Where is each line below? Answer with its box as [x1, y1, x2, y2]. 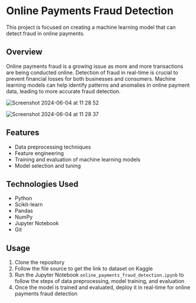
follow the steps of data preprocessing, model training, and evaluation [14, 278, 185, 285]
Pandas [14, 208, 34, 215]
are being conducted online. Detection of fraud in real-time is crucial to [6, 69, 178, 76]
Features [6, 128, 39, 138]
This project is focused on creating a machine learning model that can [6, 24, 176, 31]
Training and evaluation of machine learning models [14, 156, 141, 163]
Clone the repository [14, 259, 65, 266]
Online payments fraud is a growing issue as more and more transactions [6, 62, 184, 70]
